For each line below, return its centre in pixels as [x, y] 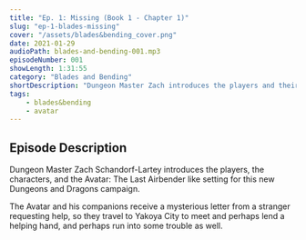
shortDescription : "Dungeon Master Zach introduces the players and [142, 85]
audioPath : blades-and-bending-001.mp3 [85, 52]
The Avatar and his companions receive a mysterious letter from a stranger [150, 206]
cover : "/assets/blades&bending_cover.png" [93, 35]
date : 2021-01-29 [42, 43]
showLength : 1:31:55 [49, 69]
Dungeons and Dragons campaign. [75, 189]
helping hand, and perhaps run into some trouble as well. [116, 226]
